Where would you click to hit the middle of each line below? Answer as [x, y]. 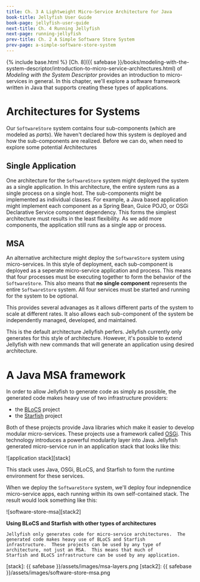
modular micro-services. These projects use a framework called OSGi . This [99, 434]
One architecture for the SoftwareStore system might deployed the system [98, 180]
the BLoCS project [37, 409]
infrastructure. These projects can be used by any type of [84, 545]
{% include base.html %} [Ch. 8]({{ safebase [61, 62]
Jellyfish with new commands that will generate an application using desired [100, 345]
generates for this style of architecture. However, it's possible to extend [94, 338]
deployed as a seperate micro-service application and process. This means [99, 271]
